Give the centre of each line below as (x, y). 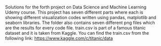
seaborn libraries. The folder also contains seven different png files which (80, 23)
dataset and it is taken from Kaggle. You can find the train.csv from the (77, 33)
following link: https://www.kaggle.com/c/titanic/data (59, 38)
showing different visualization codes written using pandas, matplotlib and (81, 17)
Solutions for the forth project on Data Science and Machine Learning (76, 7)
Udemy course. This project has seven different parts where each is (74, 12)
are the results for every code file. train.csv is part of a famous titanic (76, 28)
